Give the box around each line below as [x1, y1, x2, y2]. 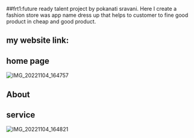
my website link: [6, 36, 69, 46]
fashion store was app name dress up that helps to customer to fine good [6, 11, 189, 19]
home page [6, 55, 50, 66]
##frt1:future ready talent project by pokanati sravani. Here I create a [6, 5, 177, 12]
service [6, 110, 36, 120]
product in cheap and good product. [6, 18, 96, 25]
